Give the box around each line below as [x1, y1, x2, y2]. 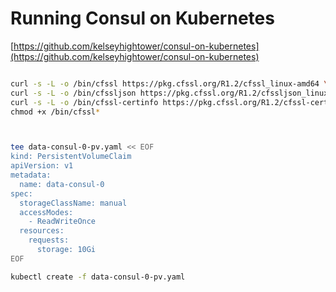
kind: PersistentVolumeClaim [10, 152, 132, 162]
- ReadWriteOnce [28, 217, 97, 227]
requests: [28, 235, 70, 246]
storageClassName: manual [19, 198, 128, 208]
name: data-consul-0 [19, 179, 105, 189]
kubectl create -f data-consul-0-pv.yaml [10, 272, 186, 282]
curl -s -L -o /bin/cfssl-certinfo [10, 97, 159, 107]
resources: [19, 226, 65, 236]
